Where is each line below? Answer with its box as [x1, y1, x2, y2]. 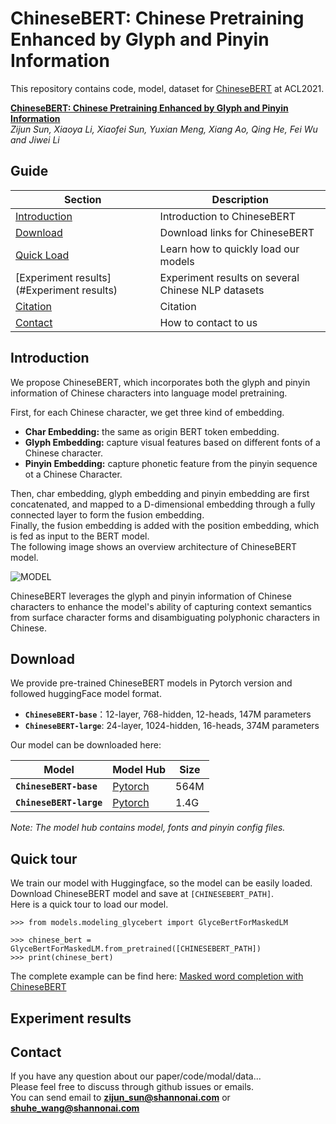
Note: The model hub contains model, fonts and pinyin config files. [10, 822, 286, 834]
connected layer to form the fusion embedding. [10, 508, 205, 521]
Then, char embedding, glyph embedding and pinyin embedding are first [10, 487, 310, 499]
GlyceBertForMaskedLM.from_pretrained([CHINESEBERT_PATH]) [10, 944, 262, 954]
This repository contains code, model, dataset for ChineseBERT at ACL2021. [10, 82, 325, 94]
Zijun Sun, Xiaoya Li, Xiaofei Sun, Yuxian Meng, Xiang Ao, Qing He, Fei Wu [10, 123, 318, 135]
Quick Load [15, 248, 70, 262]
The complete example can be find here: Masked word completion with [10, 970, 304, 982]
